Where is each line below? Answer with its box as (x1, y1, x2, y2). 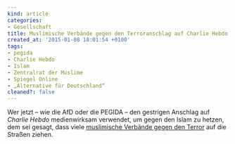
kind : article (7, 10, 49, 18)
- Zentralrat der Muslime (7, 69, 83, 76)
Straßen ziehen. (7, 131, 53, 139)
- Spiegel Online (7, 75, 58, 83)
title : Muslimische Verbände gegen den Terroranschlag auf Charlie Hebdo (7, 30, 229, 37)
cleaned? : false (7, 89, 55, 96)
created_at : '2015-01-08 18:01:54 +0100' (7, 37, 131, 44)
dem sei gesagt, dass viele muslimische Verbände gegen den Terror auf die (7, 123, 227, 131)
